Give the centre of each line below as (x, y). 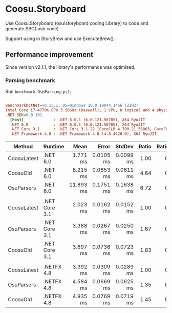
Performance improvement (49, 55)
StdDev (125, 147)
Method (23, 147)
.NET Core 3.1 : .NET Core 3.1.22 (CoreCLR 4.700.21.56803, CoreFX (89, 129)
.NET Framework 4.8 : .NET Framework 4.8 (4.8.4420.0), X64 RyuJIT (83, 134)
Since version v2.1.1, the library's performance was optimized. (70, 67)
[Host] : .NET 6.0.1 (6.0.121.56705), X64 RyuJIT (78, 120)
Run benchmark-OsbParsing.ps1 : (38, 92)
